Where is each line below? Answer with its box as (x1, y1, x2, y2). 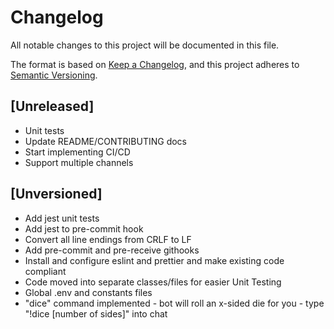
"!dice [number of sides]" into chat (24, 307, 168, 320)
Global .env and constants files (24, 286, 153, 298)
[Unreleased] (10, 98, 95, 115)
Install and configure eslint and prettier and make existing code (24, 254, 285, 266)
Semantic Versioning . (10, 69, 98, 81)
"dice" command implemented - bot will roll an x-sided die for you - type (24, 297, 325, 309)
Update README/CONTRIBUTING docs (24, 135, 188, 147)
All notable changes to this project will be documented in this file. (10, 39, 280, 51)
